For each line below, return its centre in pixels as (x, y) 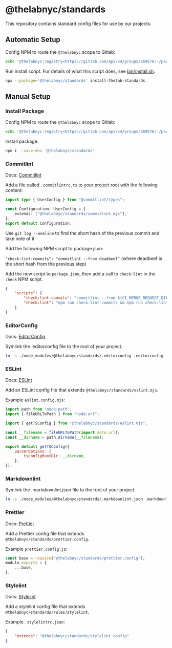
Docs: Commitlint (24, 175)
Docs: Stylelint (20, 597)
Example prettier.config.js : (36, 549)
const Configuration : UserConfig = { (46, 209)
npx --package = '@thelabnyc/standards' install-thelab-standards (75, 80)
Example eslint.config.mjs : (35, 400)
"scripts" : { (28, 293)
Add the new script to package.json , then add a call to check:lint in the (80, 274)
